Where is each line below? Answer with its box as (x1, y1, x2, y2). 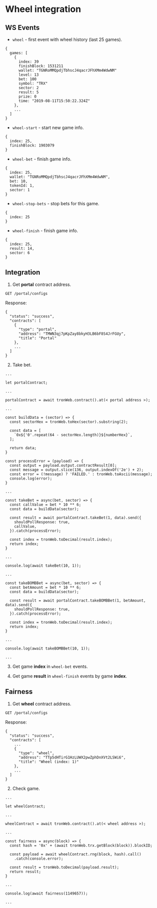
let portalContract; (5, 380, 48, 385)
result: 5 (18, 90, 39, 95)
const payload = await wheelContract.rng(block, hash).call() (9, 852, 142, 857)
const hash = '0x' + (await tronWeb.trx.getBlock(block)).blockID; (9, 843, 153, 848)
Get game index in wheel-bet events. (12, 663, 88, 669)
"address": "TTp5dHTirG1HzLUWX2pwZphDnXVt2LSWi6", (18, 755, 126, 760)
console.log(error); (9, 476, 52, 481)
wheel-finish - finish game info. (12, 228, 78, 234)
